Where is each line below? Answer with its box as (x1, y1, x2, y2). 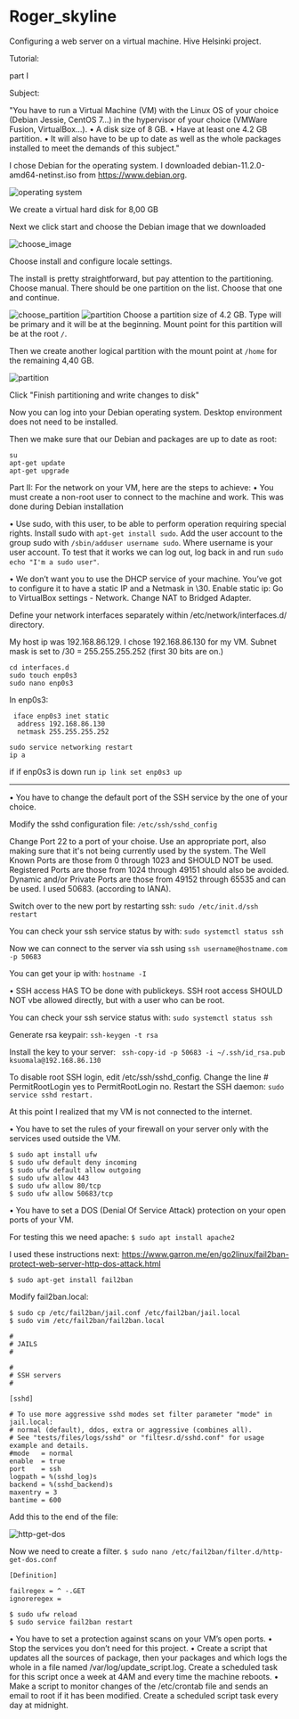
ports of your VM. (9, 1214, 74, 1225)
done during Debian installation (9, 501, 124, 512)
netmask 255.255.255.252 (17, 727, 109, 736)
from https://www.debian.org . (78, 169, 188, 180)
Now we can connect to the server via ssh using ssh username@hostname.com (9, 942, 287, 953)
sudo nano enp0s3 (9, 679, 74, 687)
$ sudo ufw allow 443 (9, 1173, 90, 1182)
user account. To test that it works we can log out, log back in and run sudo (9, 547, 284, 557)
